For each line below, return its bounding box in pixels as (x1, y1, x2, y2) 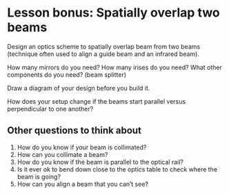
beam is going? (17, 172, 61, 180)
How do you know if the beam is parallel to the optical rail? (17, 158, 184, 166)
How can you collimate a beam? (17, 150, 108, 158)
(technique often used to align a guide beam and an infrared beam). (7, 50, 200, 58)
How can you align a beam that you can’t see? (17, 180, 148, 188)
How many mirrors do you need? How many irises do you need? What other (7, 63, 222, 71)
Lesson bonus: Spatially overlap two (7, 5, 221, 21)
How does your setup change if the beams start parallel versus (7, 97, 186, 105)
